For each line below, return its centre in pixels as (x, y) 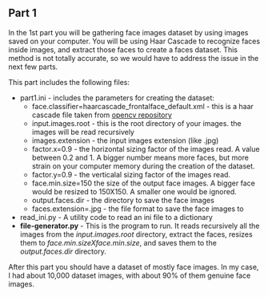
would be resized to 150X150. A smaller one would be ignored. (134, 191)
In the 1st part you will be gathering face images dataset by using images (128, 32)
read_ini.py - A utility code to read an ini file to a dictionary (116, 217)
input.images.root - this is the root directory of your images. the (136, 123)
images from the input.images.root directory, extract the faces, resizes (136, 234)
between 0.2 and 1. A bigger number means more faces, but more (140, 157)
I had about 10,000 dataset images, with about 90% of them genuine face (130, 275)
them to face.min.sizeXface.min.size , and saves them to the (118, 242)
